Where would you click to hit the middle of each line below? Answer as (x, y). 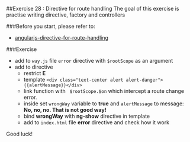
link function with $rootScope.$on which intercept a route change (104, 91)
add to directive (34, 67)
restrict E (35, 73)
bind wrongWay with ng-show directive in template (87, 116)
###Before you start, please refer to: (51, 26)
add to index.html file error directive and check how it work (96, 122)
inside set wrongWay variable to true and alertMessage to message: (104, 104)
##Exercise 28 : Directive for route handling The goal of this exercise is (93, 9)
